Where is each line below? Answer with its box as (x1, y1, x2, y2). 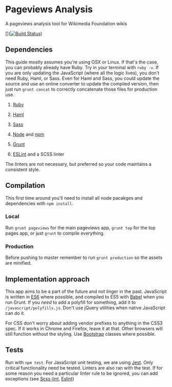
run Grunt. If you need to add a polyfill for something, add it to (5, 299, 136, 305)
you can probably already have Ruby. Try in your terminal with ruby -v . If (5, 64, 159, 70)
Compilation (5, 181, 45, 190)
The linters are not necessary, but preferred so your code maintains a (5, 161, 152, 167)
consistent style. (5, 166, 40, 173)
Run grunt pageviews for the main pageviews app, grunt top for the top (5, 224, 156, 231)
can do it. (5, 310, 26, 316)
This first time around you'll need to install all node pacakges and (5, 195, 143, 201)
